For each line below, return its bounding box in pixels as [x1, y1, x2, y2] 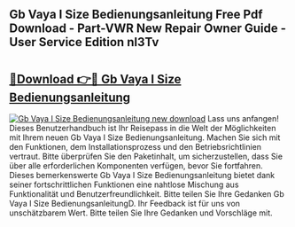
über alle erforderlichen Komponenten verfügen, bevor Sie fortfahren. [9, 160, 263, 171]
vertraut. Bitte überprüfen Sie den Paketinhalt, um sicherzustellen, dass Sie [9, 151, 283, 161]
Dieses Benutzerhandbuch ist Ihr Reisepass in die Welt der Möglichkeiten [9, 123, 276, 133]
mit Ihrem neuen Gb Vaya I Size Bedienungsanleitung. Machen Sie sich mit [9, 132, 281, 143]
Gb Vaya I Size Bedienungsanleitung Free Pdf [9, 7, 263, 22]
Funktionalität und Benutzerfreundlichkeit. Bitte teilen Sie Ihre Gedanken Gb [9, 189, 285, 199]
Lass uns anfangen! [207, 113, 279, 123]
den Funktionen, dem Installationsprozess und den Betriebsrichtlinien [9, 142, 262, 152]
